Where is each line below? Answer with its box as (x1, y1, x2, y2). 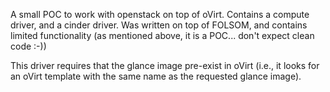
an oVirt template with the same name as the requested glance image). (10, 70, 302, 82)
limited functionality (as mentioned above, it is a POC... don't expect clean (10, 30, 315, 41)
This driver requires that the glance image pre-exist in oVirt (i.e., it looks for (10, 60, 320, 71)
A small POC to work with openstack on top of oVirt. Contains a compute (10, 9, 310, 20)
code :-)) (10, 40, 47, 52)
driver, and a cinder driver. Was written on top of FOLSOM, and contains (10, 19, 308, 31)
